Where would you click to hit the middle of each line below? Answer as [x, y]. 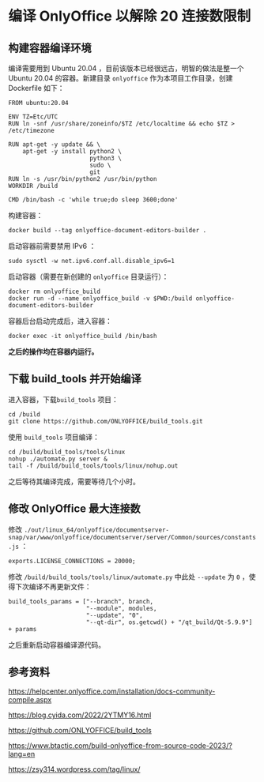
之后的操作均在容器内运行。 [53, 352]
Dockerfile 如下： [36, 88]
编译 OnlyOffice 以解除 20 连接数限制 [130, 16]
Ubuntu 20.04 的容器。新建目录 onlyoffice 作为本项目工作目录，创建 [121, 78]
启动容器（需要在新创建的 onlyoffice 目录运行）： [89, 276]
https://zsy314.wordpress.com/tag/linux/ [74, 769]
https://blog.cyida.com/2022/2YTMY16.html [80, 715]
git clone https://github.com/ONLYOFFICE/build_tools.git [106, 421]
